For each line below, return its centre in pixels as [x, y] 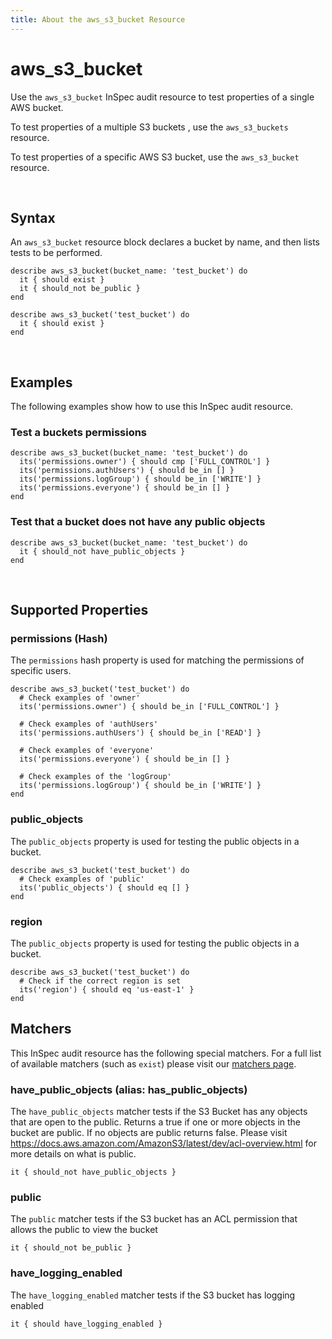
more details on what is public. [73, 1154]
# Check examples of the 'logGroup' [95, 777]
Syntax [33, 217]
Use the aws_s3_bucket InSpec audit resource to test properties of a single [162, 97]
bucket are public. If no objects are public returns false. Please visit [149, 1133]
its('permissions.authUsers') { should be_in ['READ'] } [140, 733]
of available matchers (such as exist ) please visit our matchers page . [153, 1063]
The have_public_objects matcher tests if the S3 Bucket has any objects [159, 1112]
